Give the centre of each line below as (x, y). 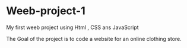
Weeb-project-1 (46, 11)
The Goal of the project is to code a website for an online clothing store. (94, 39)
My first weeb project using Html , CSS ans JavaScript (72, 27)
